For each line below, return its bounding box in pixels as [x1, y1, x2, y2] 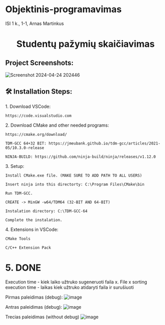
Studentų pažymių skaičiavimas [16, 38, 155, 50]
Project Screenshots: [5, 58, 74, 67]
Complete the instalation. [5, 217, 63, 222]
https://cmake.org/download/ [5, 132, 67, 137]
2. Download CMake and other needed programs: [5, 122, 109, 128]
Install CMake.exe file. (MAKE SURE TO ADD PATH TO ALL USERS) [5, 173, 143, 178]
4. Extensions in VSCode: [5, 226, 59, 232]
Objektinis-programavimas [5, 4, 122, 15]
